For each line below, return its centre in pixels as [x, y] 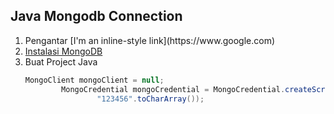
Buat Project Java [61, 61]
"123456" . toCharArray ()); [150, 99]
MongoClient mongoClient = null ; [94, 80]
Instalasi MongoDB [63, 51]
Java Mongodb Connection [96, 16]
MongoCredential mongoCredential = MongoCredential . [173, 89]
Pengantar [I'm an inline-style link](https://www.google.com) [150, 40]
